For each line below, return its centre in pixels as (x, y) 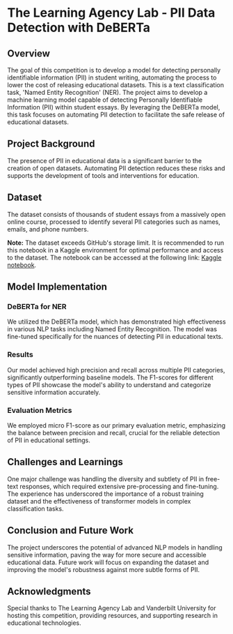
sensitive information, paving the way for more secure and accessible (107, 554)
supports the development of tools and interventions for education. (103, 175)
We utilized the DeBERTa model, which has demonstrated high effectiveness (116, 322)
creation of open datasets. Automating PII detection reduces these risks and (116, 168)
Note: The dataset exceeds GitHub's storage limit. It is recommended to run (116, 243)
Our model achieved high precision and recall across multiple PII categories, (116, 370)
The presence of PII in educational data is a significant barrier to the (105, 160)
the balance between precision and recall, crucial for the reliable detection (114, 432)
